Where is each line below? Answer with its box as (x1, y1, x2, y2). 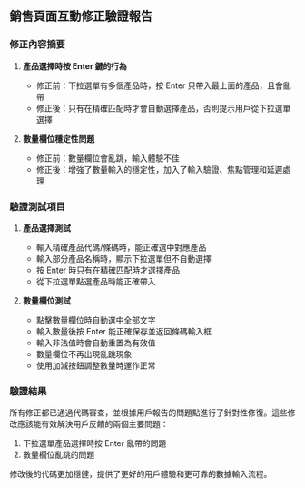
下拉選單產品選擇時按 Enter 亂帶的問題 (22, 438, 167, 449)
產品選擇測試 (22, 222, 71, 234)
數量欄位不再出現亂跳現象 (35, 348, 133, 359)
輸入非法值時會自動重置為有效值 (35, 337, 156, 348)
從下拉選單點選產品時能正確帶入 (35, 275, 156, 286)
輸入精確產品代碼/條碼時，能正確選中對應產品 (35, 242, 207, 253)
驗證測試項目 (9, 200, 66, 213)
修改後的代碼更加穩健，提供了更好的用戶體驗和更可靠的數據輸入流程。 (9, 469, 272, 480)
